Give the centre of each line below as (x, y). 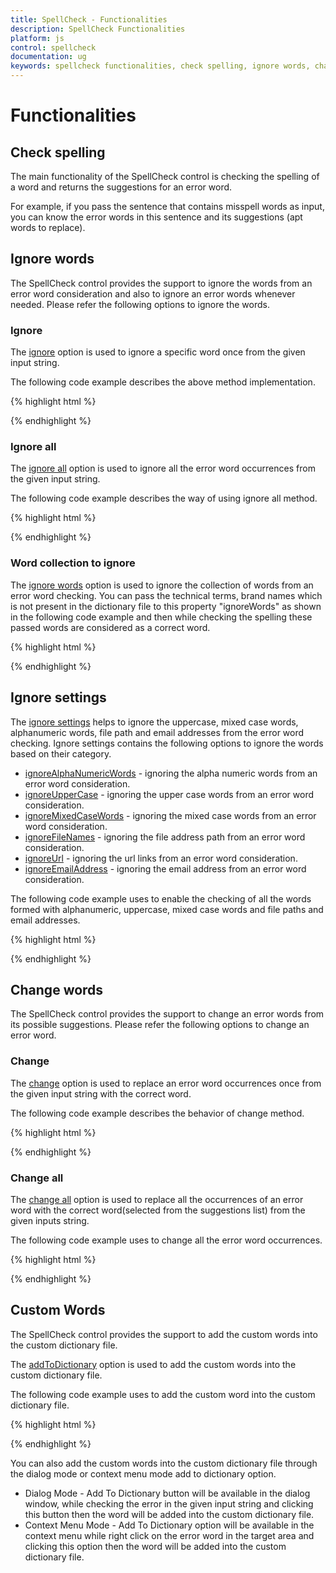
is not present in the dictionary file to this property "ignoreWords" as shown (166, 606)
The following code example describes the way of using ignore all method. (164, 498)
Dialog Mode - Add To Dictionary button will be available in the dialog (167, 1493)
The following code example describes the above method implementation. (163, 382)
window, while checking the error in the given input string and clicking (169, 1503)
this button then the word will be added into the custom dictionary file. (169, 1514)
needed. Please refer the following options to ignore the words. (140, 304)
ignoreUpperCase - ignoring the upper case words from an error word (169, 794)
